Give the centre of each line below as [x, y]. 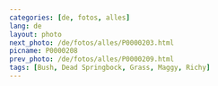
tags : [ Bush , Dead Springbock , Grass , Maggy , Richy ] [110, 68]
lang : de [26, 26]
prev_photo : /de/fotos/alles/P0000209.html [92, 59]
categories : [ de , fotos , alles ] [70, 17]
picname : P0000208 [44, 51]
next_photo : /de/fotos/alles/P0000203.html [92, 43]
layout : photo [36, 34]
